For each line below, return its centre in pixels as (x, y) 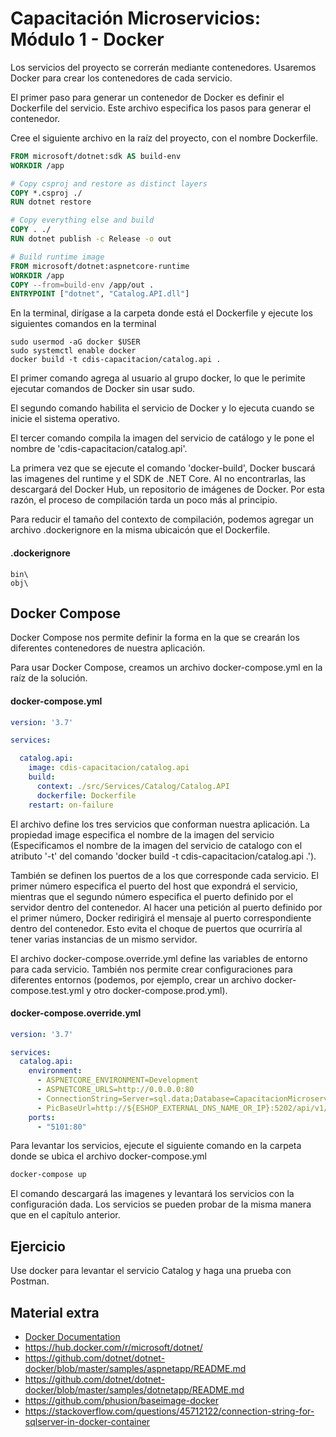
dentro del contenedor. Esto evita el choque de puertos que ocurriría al (156, 928)
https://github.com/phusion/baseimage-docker (121, 1400)
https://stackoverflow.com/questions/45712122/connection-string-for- (169, 1411)
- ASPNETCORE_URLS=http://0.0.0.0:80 (115, 1090)
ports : (42, 1117)
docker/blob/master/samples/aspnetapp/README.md (135, 1368)
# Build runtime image (57, 257)
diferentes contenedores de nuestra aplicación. (108, 648)
